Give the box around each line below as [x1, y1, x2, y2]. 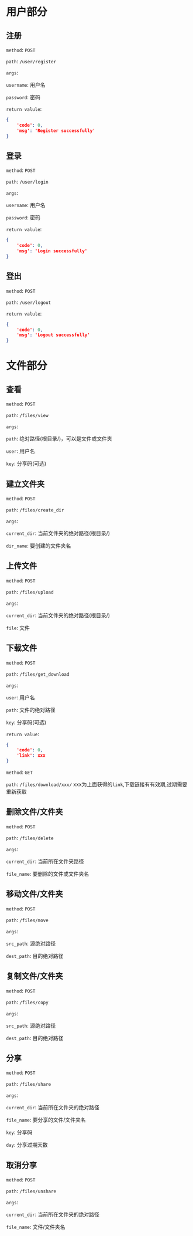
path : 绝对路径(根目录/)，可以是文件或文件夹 [6, 435, 112, 442]
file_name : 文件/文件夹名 [6, 1224, 66, 1231]
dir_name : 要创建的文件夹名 [6, 542, 71, 549]
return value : [6, 730, 39, 737]
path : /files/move [6, 916, 49, 923]
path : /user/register [6, 58, 57, 65]
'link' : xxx [16, 753, 46, 758]
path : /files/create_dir [6, 506, 64, 513]
